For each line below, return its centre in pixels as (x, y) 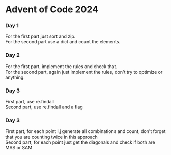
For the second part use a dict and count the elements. (63, 42)
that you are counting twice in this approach (51, 137)
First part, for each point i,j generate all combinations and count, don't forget (85, 131)
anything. (15, 77)
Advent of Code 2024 (52, 9)
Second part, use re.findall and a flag (44, 107)
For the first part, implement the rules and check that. (61, 66)
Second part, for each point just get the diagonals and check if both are (80, 142)
